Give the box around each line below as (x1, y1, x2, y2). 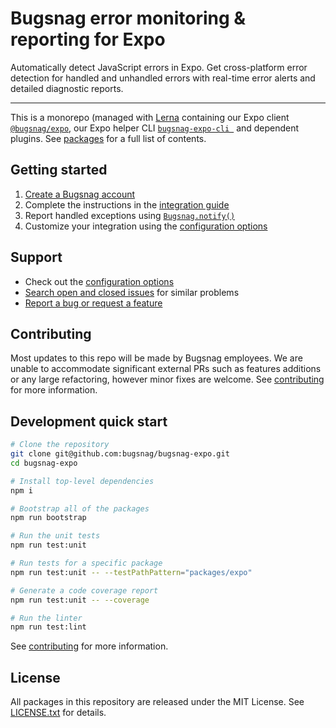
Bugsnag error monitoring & (10, 7, 247, 30)
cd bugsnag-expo (10, 458, 78, 468)
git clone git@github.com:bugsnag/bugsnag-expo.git (10, 449, 230, 459)
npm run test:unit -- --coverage (10, 595, 150, 605)
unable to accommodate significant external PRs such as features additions (10, 363, 322, 375)
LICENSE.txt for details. (10, 707, 107, 719)
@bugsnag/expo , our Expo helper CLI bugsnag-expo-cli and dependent (10, 122, 300, 134)
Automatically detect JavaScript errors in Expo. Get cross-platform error (10, 61, 308, 73)
